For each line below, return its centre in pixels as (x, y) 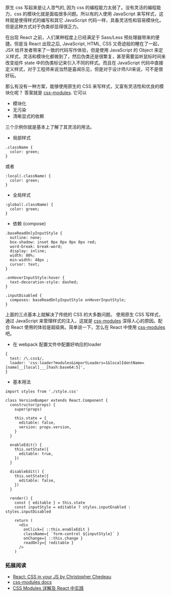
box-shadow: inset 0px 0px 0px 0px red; (53, 242)
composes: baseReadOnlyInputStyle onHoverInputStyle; (68, 300)
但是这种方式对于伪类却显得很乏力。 (43, 26)
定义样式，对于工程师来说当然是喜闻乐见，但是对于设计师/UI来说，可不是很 (84, 69)
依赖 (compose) (29, 223)
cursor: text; (25, 264)
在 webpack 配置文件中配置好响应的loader (57, 344)
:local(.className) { (28, 176)
